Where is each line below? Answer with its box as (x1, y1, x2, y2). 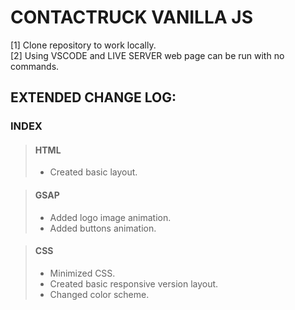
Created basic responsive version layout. (49, 277, 219, 290)
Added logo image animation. (49, 211, 172, 223)
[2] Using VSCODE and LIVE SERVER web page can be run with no (10, 49, 285, 61)
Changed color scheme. (49, 288, 150, 300)
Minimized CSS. (49, 267, 116, 279)
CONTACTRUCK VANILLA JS (10, 6, 254, 29)
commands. (10, 60, 60, 72)
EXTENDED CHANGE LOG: (10, 89, 177, 106)
